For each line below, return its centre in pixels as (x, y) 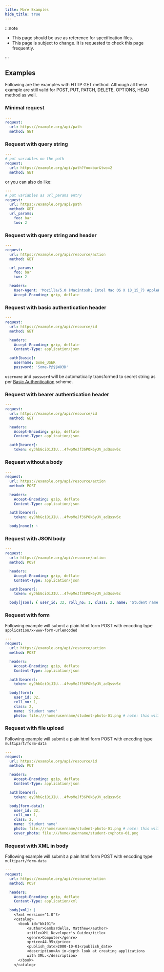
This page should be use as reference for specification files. (72, 38)
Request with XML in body (37, 846)
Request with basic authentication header (56, 308)
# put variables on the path (35, 159)
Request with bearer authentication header (57, 394)
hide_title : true (23, 14)
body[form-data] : (27, 806)
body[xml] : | (23, 910)
